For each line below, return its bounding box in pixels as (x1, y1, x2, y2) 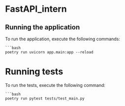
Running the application (5, 23, 80, 31)
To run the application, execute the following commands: (5, 36, 121, 42)
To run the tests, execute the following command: (5, 82, 106, 88)
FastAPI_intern (5, 3, 67, 15)
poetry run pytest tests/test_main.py (5, 96, 85, 101)
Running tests (5, 66, 63, 77)
